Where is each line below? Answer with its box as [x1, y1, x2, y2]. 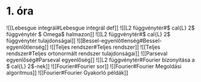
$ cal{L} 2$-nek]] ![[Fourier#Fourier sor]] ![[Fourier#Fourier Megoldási [6, 62, 182, 70]
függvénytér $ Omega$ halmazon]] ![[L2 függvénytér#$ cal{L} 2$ [6, 30, 171, 37]
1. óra [6, 4, 34, 18]
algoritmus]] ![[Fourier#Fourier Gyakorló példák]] [6, 69, 128, 76]
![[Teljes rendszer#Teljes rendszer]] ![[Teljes [50, 43, 160, 51]
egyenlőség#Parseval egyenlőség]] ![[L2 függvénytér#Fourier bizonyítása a [6, 56, 195, 63]
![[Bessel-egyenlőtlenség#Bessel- [76, 37, 162, 44]
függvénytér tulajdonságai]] [6, 37, 76, 44]
